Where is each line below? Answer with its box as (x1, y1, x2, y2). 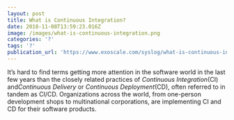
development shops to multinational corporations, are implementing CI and (7, 97, 221, 105)
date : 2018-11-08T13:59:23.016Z (7, 23, 101, 30)
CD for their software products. (7, 105, 97, 113)
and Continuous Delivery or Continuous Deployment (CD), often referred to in (7, 83, 226, 91)
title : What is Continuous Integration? (7, 17, 127, 24)
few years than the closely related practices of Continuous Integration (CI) (7, 75, 219, 83)
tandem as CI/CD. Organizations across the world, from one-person (7, 89, 202, 98)
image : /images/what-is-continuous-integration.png (7, 29, 160, 37)
